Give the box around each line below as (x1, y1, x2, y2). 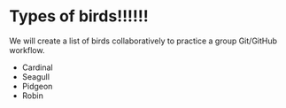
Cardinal (21, 62, 53, 73)
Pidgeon (21, 81, 53, 91)
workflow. (9, 44, 45, 55)
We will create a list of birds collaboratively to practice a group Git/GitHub (9, 35, 277, 46)
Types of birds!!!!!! (9, 6, 149, 27)
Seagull (21, 71, 50, 81)
